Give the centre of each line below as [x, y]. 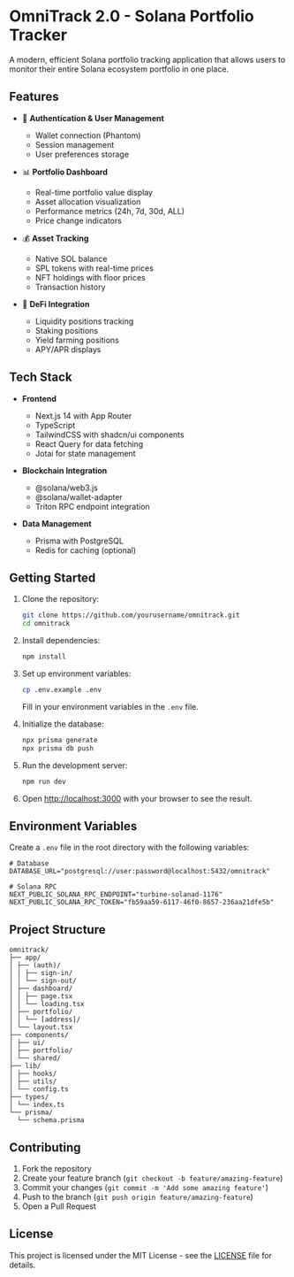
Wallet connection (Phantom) [88, 135]
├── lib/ [25, 1066]
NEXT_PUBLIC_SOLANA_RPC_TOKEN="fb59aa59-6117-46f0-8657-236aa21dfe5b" [142, 903]
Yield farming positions [77, 340]
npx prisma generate [60, 740]
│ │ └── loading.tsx [47, 1004]
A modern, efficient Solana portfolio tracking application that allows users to [147, 59]
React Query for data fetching [89, 443]
